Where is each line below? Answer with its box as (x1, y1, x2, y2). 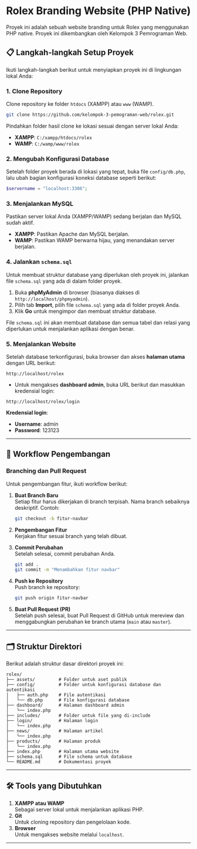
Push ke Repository (14, 577, 63, 584)
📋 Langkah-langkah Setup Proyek (6, 48, 134, 58)
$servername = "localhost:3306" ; (6, 186, 88, 192)
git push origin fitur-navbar (14, 595, 89, 601)
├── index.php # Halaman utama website (6, 748, 119, 754)
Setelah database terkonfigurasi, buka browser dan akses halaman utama (6, 353, 185, 360)
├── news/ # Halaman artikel (6, 728, 104, 734)
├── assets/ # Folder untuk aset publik (6, 676, 127, 683)
